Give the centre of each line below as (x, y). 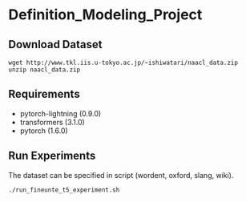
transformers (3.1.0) (52, 122)
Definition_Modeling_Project (105, 15)
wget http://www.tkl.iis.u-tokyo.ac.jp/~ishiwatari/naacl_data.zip (123, 63)
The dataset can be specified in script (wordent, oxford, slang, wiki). (121, 175)
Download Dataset (55, 44)
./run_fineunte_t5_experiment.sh (64, 190)
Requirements (44, 94)
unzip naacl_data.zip (44, 70)
